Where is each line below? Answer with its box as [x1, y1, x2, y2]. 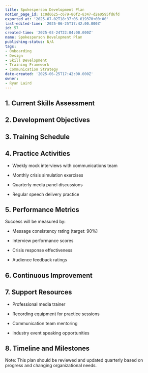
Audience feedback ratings [12, 257, 67, 263]
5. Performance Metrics [5, 206, 80, 214]
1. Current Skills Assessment [5, 99, 95, 108]
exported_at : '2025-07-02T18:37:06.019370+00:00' [5, 16, 109, 21]
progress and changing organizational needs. [5, 363, 97, 369]
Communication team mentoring [12, 320, 78, 326]
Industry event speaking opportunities [12, 330, 89, 336]
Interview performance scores [12, 238, 74, 244]
